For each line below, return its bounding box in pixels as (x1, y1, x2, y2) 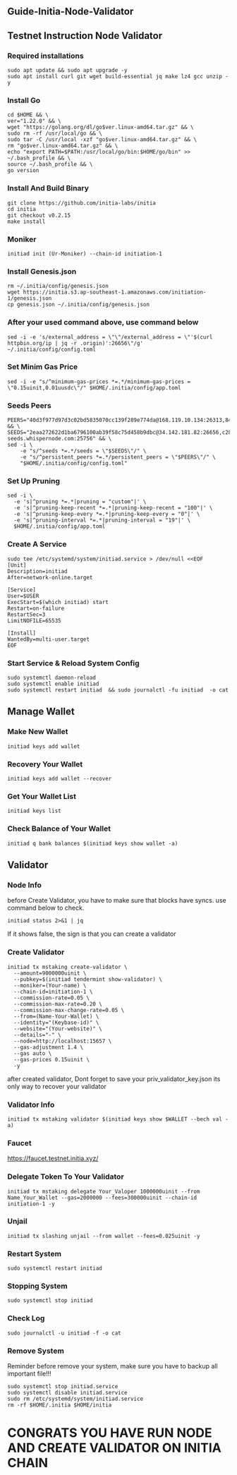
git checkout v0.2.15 (7, 212, 71, 219)
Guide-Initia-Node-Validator (7, 6, 134, 18)
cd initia (7, 205, 37, 212)
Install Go (7, 95, 41, 105)
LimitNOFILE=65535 (7, 617, 61, 624)
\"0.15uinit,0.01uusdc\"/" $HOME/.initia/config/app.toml (7, 384, 181, 391)
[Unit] (7, 561, 27, 569)
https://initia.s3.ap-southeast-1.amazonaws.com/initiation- (23, 289, 207, 296)
